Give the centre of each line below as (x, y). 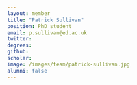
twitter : (20, 39)
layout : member (29, 13)
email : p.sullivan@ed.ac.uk (47, 33)
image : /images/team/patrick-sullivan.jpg (68, 64)
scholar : (20, 58)
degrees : (20, 45)
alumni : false (27, 71)
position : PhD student (39, 26)
